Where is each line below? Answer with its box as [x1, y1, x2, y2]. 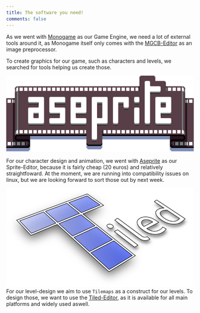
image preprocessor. [6, 45, 57, 53]
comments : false [6, 16, 46, 22]
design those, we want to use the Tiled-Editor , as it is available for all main [6, 294, 188, 301]
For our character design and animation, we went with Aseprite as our [6, 157, 177, 164]
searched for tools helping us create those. [6, 63, 112, 71]
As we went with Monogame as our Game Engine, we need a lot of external [6, 33, 190, 40]
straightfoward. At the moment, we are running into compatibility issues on [6, 170, 189, 177]
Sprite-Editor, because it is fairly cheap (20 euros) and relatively [6, 163, 163, 171]
